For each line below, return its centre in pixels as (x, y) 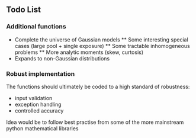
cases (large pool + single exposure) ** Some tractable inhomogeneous (102, 46)
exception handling (38, 104)
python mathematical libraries (42, 128)
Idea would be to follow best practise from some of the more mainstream (95, 122)
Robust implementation (41, 73)
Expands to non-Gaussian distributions (62, 58)
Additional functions (36, 27)
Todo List (24, 10)
